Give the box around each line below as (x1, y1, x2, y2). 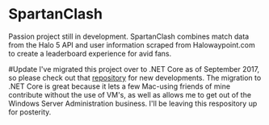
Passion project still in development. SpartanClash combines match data (8, 31, 250, 41)
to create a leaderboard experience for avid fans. (8, 48, 172, 58)
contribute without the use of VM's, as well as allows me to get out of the (8, 90, 252, 99)
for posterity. (8, 106, 52, 117)
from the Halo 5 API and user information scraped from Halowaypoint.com (8, 40, 256, 49)
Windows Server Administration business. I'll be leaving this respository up (8, 98, 258, 108)
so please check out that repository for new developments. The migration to (8, 73, 262, 82)
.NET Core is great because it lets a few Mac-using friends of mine (8, 81, 231, 91)
